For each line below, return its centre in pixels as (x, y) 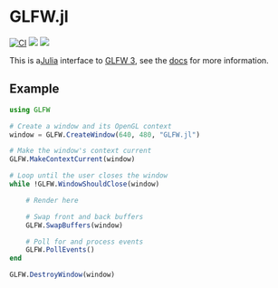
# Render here (52, 200)
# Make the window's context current (81, 151)
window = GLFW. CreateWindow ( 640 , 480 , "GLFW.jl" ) (105, 134)
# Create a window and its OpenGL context (91, 126)
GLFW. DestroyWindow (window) (62, 275)
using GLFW (30, 110)
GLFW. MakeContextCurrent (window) (72, 159)
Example (34, 89)
